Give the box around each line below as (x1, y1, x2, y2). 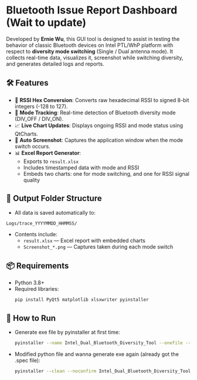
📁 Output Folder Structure (6, 194, 102, 203)
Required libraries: (14, 286, 59, 293)
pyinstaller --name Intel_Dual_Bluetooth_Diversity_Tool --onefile (14, 340, 183, 346)
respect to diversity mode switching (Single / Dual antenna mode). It (6, 48, 174, 55)
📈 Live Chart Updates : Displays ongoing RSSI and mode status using (14, 121, 184, 129)
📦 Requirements (6, 260, 69, 270)
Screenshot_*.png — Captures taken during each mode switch (23, 243, 174, 250)
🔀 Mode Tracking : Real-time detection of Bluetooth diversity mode (14, 109, 176, 116)
